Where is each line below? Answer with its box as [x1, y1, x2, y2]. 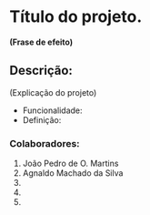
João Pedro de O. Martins [22, 158, 119, 169]
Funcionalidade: [22, 105, 84, 116]
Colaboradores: [9, 137, 80, 149]
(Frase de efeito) [9, 36, 74, 47]
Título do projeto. [9, 6, 143, 27]
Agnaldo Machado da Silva [22, 168, 124, 179]
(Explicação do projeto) [9, 87, 97, 97]
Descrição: [9, 63, 73, 78]
